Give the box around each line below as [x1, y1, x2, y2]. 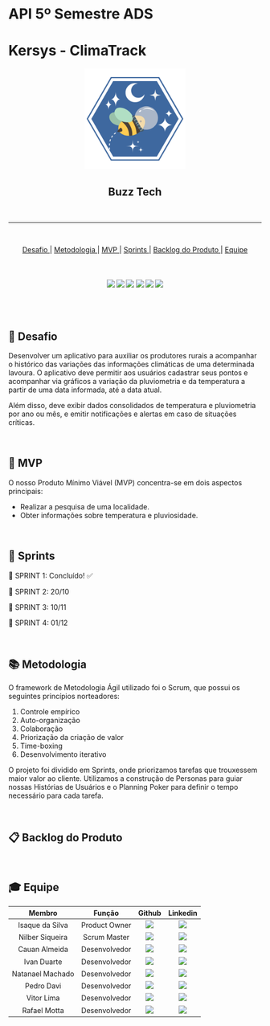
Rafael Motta [22, 1005, 64, 1015]
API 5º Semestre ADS [8, 5, 153, 23]
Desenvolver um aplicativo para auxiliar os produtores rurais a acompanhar [8, 350, 257, 360]
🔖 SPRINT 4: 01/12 [8, 618, 68, 627]
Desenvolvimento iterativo [19, 750, 107, 759]
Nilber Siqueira [18, 933, 68, 942]
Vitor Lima [26, 993, 60, 1003]
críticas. [8, 417, 35, 427]
